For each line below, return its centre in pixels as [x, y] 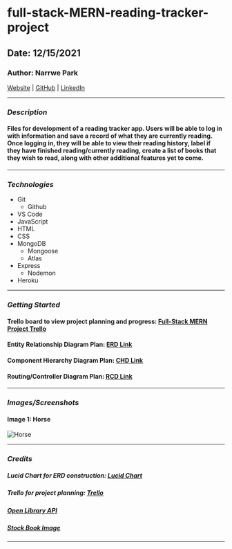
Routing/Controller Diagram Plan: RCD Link [70, 376]
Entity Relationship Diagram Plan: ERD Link [70, 345]
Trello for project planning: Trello [55, 493]
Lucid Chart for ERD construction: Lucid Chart [75, 475]
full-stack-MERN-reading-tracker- [108, 13]
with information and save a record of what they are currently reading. [110, 136]
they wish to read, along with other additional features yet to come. [105, 158]
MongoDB [31, 244]
